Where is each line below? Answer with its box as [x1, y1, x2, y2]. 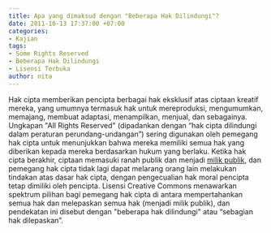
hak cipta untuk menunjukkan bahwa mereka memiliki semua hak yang [8, 137, 245, 147]
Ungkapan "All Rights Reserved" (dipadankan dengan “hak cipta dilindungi [8, 120, 257, 130]
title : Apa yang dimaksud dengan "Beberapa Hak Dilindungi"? [8, 11, 220, 20]
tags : [8, 42, 27, 50]
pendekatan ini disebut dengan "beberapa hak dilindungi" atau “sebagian [8, 206, 254, 216]
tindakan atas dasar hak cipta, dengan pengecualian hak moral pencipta [8, 172, 249, 182]
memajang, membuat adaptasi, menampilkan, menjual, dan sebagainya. [8, 111, 247, 122]
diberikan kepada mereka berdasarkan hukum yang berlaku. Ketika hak [8, 146, 247, 156]
